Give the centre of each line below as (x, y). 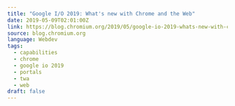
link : (15, 26)
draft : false (26, 91)
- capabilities (36, 53)
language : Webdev (33, 40)
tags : (15, 46)
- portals (28, 72)
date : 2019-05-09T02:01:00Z (48, 20)
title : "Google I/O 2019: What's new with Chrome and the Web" (101, 14)
